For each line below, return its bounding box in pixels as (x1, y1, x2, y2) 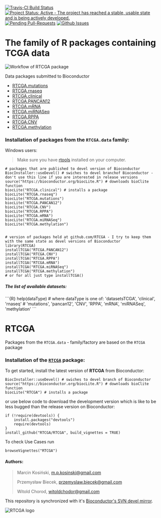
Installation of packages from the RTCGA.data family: (5, 136, 130, 143)
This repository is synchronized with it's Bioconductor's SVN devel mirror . (5, 498, 153, 504)
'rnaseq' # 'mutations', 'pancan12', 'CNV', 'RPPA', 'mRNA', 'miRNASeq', (5, 301, 146, 307)
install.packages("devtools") (14, 417, 75, 422)
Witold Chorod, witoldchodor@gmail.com (17, 488, 100, 494)
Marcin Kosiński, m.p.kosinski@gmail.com (17, 469, 101, 476)
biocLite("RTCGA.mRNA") (5, 213, 54, 218)
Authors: (5, 459, 23, 465)
